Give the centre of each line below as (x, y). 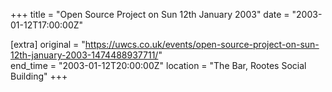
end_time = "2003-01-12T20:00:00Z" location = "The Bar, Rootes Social (158, 65)
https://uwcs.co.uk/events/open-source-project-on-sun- (202, 44)
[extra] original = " (48, 44)
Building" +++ (39, 76)
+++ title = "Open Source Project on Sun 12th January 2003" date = (150, 14)
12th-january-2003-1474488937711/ (84, 55)
